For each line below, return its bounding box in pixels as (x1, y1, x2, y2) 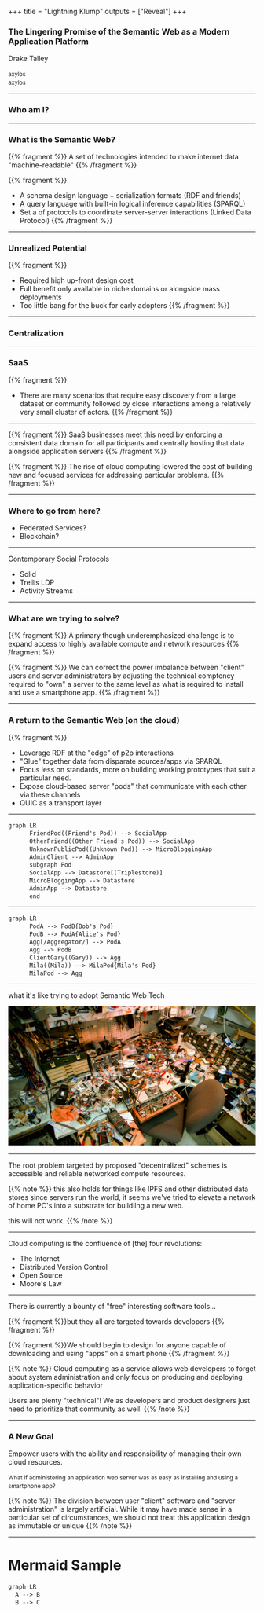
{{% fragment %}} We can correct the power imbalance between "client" (8, 663, 245, 673)
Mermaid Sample (8, 1556, 122, 1574)
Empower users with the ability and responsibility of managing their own (8, 1449, 242, 1458)
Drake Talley (8, 54, 49, 64)
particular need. (19, 773, 71, 783)
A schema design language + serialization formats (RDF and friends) (19, 190, 241, 200)
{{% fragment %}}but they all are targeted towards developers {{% (8, 1317, 225, 1326)
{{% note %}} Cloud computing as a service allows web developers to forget (8, 1364, 256, 1373)
